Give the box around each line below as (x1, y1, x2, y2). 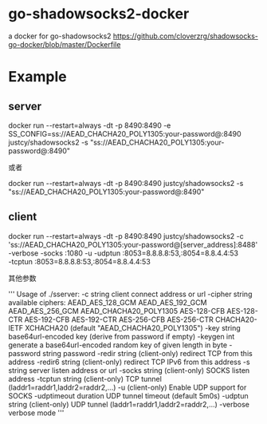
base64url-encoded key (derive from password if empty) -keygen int (8, 331, 235, 341)
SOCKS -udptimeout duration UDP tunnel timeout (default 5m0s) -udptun (8, 390, 249, 400)
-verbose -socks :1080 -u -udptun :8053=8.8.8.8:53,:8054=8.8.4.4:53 (8, 248, 239, 258)
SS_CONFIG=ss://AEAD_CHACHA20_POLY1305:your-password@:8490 (8, 129, 241, 138)
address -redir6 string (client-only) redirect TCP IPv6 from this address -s (8, 357, 250, 367)
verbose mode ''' (8, 408, 65, 418)
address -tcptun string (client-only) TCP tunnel (8, 374, 162, 383)
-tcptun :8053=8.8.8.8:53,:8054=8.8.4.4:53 (8, 256, 151, 266)
